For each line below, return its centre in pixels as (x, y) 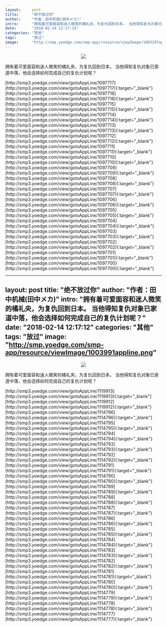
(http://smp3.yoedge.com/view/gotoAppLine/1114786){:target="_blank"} (79, 523)
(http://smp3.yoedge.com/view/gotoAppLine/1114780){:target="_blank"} (79, 587)
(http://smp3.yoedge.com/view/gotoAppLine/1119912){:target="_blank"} (79, 407)
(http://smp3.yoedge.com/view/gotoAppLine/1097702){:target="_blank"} (80, 247)
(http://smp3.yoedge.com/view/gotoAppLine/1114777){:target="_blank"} (79, 619)
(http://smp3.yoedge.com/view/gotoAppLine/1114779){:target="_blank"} (79, 598)
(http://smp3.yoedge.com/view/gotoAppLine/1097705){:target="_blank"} (80, 215)
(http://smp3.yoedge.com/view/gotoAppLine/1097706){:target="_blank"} (80, 205)
